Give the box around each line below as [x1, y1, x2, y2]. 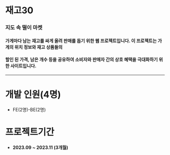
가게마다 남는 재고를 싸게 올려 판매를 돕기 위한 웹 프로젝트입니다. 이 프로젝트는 [5, 38, 157, 44]
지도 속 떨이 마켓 [5, 24, 42, 31]
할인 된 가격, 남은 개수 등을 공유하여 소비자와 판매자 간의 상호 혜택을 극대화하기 [5, 56, 158, 63]
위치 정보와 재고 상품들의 [14, 44, 63, 50]
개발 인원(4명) [5, 89, 61, 101]
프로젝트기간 [5, 127, 55, 138]
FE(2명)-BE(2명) [12, 106, 46, 112]
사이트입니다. [10, 63, 37, 69]
